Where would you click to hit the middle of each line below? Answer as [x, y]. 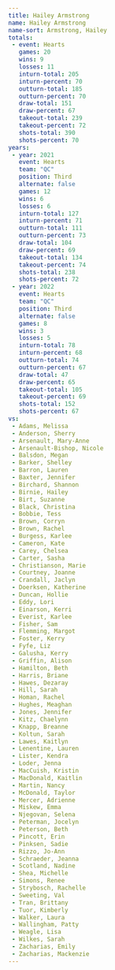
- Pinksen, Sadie [40, 844]
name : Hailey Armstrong [47, 23]
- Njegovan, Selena [44, 815]
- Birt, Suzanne [38, 499]
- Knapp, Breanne [40, 726]
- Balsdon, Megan [40, 455]
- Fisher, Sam [35, 624]
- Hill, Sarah [35, 690]
